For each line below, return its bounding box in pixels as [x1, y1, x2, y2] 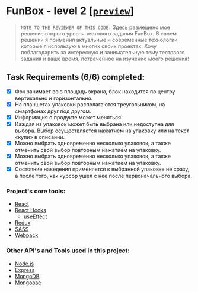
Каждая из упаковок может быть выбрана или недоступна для [14, 120, 174, 128]
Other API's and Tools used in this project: [6, 246, 130, 255]
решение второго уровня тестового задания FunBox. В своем [20, 30, 177, 37]
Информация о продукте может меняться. [14, 113, 123, 121]
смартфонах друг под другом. [14, 108, 91, 115]
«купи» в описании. [14, 134, 65, 140]
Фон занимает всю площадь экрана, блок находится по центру [14, 87, 175, 95]
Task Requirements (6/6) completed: [6, 72, 145, 82]
